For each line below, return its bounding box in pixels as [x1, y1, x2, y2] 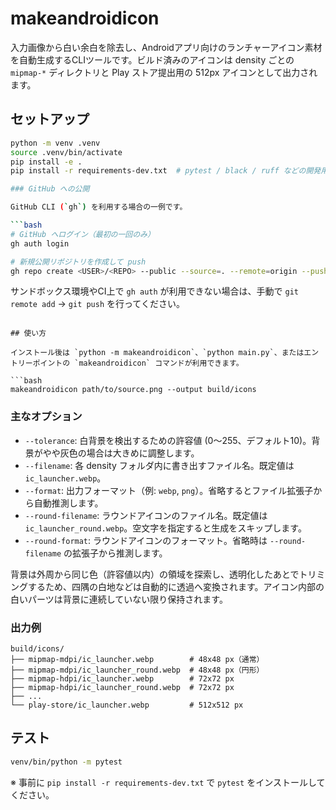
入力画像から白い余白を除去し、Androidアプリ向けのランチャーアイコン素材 [10, 41, 323, 53]
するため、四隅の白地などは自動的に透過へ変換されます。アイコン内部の [27, 580, 325, 592]
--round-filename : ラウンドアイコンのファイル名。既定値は [24, 509, 268, 521]
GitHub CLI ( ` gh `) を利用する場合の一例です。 [10, 202, 188, 212]
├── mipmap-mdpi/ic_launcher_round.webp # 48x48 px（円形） [10, 665, 265, 675]
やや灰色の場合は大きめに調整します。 [42, 447, 200, 459]
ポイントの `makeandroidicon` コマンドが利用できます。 [32, 358, 244, 369]
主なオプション [10, 410, 83, 424]
